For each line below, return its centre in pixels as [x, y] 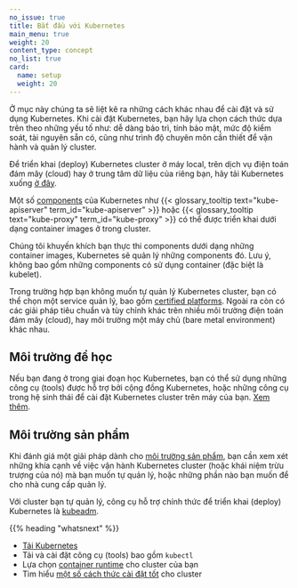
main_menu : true [39, 34]
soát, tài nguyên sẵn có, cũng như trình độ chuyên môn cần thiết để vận [141, 137]
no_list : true [36, 59]
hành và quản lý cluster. [53, 147]
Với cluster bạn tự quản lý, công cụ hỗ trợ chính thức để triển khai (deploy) [145, 502]
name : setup [40, 76]
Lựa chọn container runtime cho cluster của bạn [110, 565]
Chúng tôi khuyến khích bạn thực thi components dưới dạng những [132, 246]
